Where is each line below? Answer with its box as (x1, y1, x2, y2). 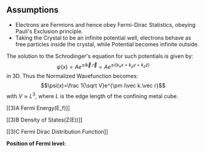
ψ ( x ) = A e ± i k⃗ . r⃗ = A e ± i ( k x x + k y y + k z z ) (56, 62, 150, 70)
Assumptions (6, 5, 59, 15)
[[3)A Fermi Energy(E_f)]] (6, 104, 71, 112)
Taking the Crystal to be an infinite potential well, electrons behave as (15, 34, 191, 42)
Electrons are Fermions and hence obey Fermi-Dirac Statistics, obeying (15, 21, 196, 28)
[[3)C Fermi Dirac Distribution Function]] (6, 128, 109, 136)
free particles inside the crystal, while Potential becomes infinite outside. (15, 40, 199, 48)
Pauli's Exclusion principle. (15, 27, 83, 35)
